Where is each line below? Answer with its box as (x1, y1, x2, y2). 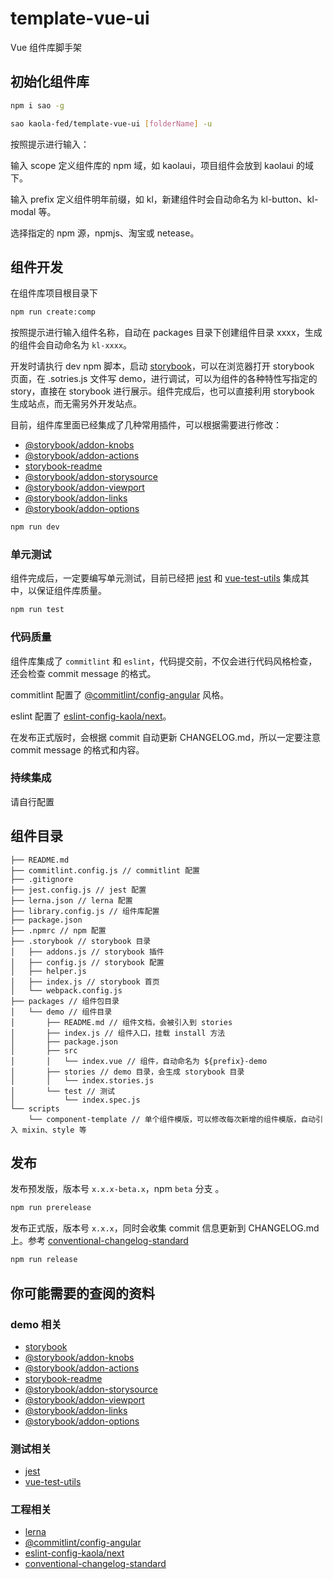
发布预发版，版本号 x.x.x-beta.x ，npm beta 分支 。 (10, 1183, 225, 1195)
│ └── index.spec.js (10, 1095, 141, 1105)
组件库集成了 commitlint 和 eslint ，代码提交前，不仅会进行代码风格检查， (10, 655, 318, 667)
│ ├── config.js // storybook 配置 (10, 957, 165, 967)
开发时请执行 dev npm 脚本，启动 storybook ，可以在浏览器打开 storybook (10, 360, 315, 372)
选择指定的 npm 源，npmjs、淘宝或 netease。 (10, 227, 200, 239)
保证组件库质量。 (36, 585, 107, 597)
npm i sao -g (10, 100, 65, 111)
